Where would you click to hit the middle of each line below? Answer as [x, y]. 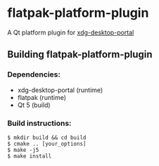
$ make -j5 [23, 150]
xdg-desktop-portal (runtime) [60, 90]
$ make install [30, 156]
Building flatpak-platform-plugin [80, 55]
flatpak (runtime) [42, 97]
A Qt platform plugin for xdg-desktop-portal [71, 32]
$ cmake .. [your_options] [47, 143]
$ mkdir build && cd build [47, 138]
